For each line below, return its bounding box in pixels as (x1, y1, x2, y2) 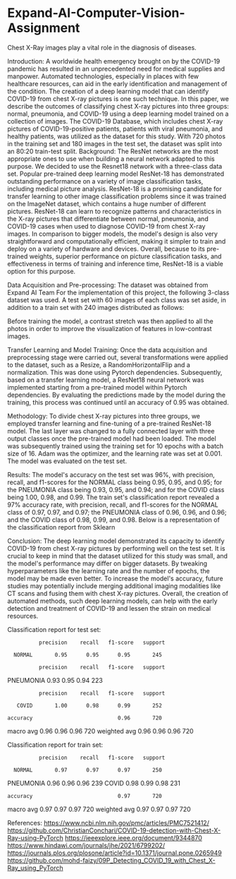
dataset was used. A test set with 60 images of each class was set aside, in (7, 295, 227, 304)
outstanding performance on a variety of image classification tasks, (7, 177, 204, 185)
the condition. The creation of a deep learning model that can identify (7, 87, 209, 95)
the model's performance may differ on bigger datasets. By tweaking (7, 559, 208, 568)
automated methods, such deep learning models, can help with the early (7, 597, 218, 605)
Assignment (7, 20, 80, 36)
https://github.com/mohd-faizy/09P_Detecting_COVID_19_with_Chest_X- (7, 856, 216, 864)
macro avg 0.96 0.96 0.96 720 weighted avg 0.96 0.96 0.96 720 (7, 726, 194, 735)
